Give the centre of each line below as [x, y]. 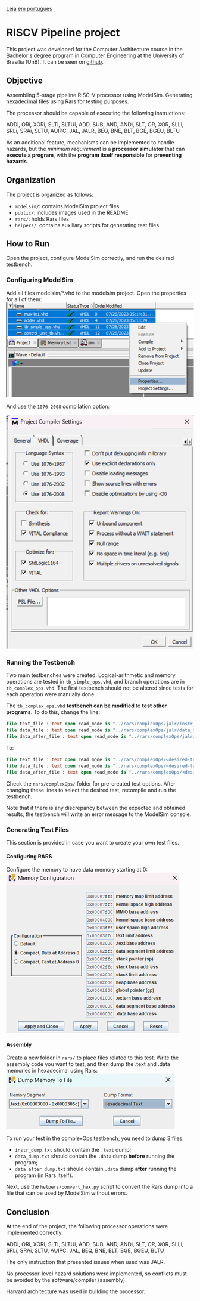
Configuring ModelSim [40, 280]
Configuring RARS [29, 856]
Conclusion [28, 1212]
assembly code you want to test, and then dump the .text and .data [88, 1064]
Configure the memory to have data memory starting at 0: [77, 870]
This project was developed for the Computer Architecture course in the [94, 49]
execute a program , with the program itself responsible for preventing [94, 155]
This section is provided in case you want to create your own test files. [93, 843]
